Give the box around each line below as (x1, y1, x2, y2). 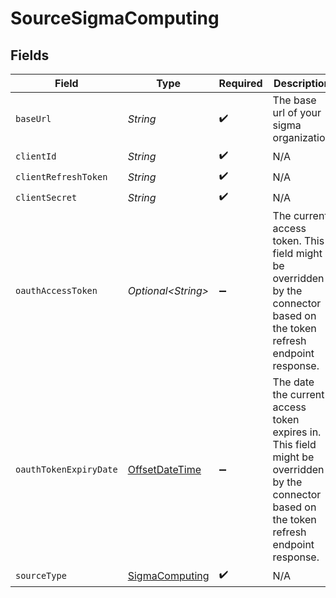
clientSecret (15, 192, 78, 203)
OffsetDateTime (127, 463, 202, 476)
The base (272, 93, 317, 107)
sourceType (15, 570, 67, 581)
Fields (10, 47, 50, 64)
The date (272, 375, 315, 389)
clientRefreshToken (15, 171, 108, 182)
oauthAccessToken (15, 285, 98, 296)
